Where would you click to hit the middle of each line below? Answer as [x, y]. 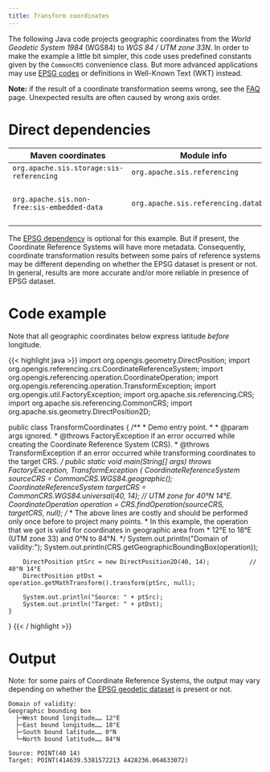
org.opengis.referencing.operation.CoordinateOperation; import [113, 377]
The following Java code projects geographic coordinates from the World [130, 39]
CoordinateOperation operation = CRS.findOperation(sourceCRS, [117, 504]
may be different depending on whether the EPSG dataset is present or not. [133, 264]
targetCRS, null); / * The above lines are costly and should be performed [128, 513]
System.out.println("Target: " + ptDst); [93, 604]
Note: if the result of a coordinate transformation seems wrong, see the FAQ [134, 89]
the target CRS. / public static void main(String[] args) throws [110, 461]
